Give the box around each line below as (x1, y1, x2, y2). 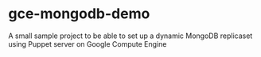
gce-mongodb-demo (8, 5, 150, 23)
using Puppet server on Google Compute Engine (8, 39, 167, 48)
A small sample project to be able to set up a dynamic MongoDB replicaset (8, 31, 253, 40)
